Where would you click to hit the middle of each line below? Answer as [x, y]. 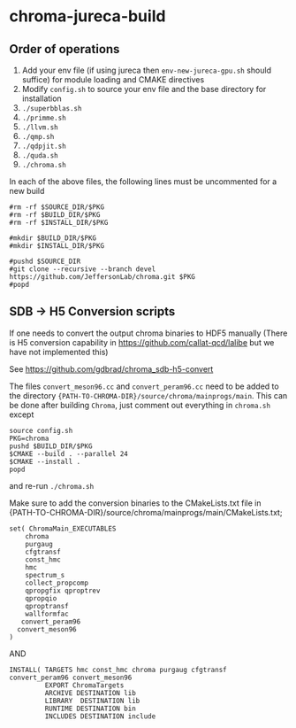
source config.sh [41, 430]
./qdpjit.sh [44, 146]
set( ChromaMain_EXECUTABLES [63, 529]
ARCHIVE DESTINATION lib [91, 693]
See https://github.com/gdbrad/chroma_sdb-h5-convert [111, 368]
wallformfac [47, 614]
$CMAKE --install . [45, 461]
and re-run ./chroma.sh [52, 485]
